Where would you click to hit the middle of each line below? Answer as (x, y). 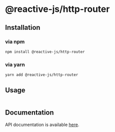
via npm (15, 42)
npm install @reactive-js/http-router (45, 52)
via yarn (15, 65)
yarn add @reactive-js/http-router (42, 75)
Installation (23, 28)
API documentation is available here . (42, 125)
